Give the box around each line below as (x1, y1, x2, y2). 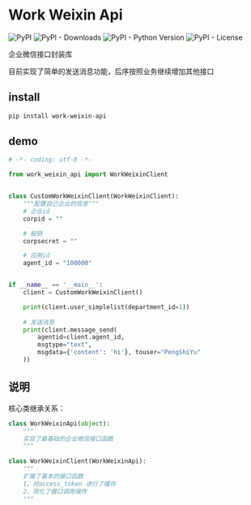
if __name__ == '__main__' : (8, 281, 104, 289)
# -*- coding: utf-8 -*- (8, 156, 92, 164)
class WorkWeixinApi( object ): (8, 419, 111, 427)
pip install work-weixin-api (8, 112, 107, 120)
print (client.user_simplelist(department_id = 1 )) (23, 302, 190, 311)
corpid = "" (23, 215, 63, 223)
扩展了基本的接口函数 (23, 472, 83, 480)
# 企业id (23, 207, 50, 216)
